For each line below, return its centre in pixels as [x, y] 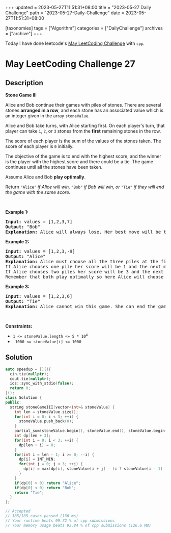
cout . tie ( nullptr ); [31, 379]
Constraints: [19, 326]
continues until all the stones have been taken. [54, 167]
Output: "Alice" [25, 256]
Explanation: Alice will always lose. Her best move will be [83, 232]
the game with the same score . [38, 192]
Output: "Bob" [23, 227]
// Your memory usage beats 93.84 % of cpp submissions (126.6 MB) [78, 525]
